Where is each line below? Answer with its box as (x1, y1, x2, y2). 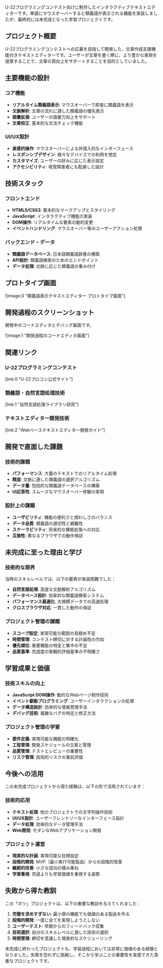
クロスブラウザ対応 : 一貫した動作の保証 (12, 605, 91, 611)
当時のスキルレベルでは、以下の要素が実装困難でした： (5, 576, 116, 582)
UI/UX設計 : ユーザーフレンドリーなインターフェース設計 (12, 815, 125, 821)
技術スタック (5, 180, 44, 188)
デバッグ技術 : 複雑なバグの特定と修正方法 (12, 710, 96, 716)
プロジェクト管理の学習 (5, 724, 60, 731)
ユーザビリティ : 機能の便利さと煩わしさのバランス (12, 514, 113, 520)
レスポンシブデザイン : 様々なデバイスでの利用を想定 (12, 151, 117, 157)
